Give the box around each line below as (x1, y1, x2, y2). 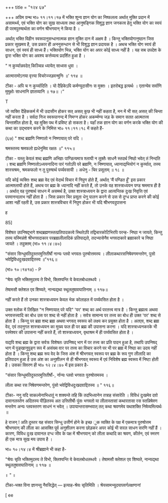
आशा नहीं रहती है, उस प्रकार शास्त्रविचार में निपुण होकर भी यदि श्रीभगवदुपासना (5, 200, 126, 205)
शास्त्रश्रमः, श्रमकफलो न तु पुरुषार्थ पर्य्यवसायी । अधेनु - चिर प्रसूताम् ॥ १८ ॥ (5, 167, 124, 173)
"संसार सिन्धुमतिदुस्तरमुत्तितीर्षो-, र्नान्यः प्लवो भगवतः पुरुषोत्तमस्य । (5, 372, 108, 378)
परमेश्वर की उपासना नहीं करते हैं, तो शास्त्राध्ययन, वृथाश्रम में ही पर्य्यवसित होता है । (5, 329, 134, 335)
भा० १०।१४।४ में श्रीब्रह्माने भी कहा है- (5, 446, 67, 452)
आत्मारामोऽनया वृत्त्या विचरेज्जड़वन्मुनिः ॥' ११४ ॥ (5, 73, 83, 78)
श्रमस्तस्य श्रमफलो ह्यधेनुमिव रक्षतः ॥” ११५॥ (5, 145, 75, 151)
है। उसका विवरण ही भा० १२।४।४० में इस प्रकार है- (5, 362, 89, 368)
